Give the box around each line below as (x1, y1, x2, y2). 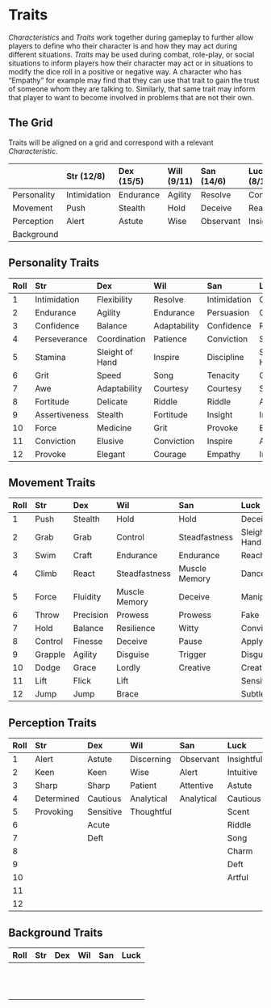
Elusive (96, 435, 124, 447)
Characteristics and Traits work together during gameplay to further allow (8, 32, 254, 42)
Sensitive (87, 807, 123, 818)
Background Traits (8, 925, 103, 939)
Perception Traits (8, 716, 97, 730)
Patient (130, 780, 157, 791)
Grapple (35, 649, 66, 660)
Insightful (227, 754, 263, 765)
